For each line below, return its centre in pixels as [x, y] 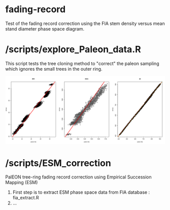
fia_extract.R [26, 198]
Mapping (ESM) [22, 183]
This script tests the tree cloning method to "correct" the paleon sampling [82, 63]
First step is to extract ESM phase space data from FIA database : [81, 192]
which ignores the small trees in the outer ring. [54, 69]
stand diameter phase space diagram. [45, 28]
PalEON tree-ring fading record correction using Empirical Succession [79, 177]
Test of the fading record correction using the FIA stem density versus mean [85, 23]
